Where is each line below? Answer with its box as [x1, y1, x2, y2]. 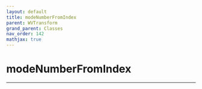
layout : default [6, 8, 47, 15]
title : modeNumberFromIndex [6, 14, 77, 20]
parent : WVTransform [6, 20, 58, 26]
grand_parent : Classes [6, 25, 63, 32]
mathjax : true [6, 36, 42, 42]
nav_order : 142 [6, 31, 44, 37]
